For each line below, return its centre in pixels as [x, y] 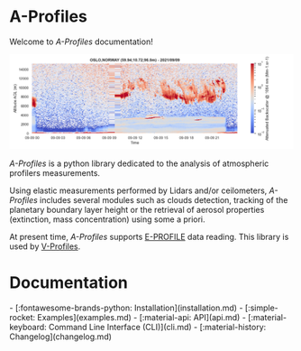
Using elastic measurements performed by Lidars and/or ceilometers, [138, 190]
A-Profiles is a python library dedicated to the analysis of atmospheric [139, 163]
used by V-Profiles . [45, 246]
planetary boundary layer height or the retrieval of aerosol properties [137, 209]
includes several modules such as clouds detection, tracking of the [164, 199]
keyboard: [28, 327]
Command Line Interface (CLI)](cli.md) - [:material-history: [157, 327]
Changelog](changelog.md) [61, 337]
